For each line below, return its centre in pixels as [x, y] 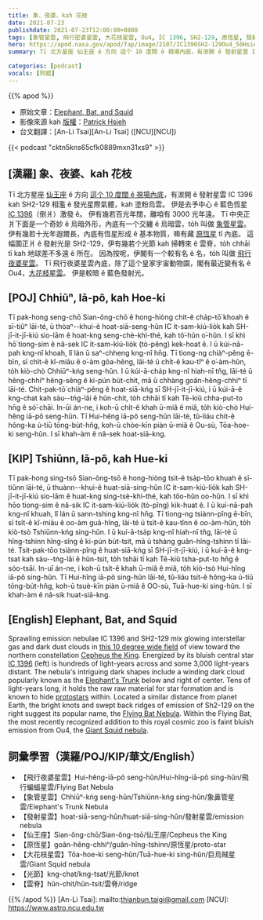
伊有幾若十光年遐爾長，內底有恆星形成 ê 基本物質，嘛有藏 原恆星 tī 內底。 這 [131, 233]
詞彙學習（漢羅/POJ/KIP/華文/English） [104, 757]
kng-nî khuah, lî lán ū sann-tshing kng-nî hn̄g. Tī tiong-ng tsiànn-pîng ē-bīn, [130, 514]
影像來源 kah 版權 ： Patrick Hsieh [73, 122]
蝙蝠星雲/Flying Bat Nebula [70, 787]
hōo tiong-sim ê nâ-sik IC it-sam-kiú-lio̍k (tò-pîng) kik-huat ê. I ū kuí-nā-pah [130, 505]
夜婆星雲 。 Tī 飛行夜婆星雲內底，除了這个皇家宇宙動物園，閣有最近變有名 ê [130, 263]
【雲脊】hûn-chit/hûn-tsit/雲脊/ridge [78, 883]
